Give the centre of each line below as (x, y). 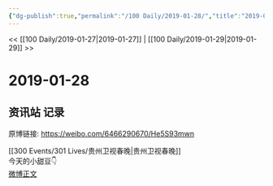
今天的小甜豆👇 (33, 161)
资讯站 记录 (37, 112)
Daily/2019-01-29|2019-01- (212, 39)
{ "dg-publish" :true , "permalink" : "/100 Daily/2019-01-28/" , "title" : (125, 16)
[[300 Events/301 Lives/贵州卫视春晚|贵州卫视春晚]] (95, 150)
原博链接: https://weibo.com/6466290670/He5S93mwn (102, 133)
